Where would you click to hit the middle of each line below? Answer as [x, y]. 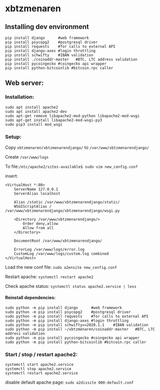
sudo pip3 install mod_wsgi [34, 124]
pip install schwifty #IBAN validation [49, 55]
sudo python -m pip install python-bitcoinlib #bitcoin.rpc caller [76, 342]
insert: [12, 176]
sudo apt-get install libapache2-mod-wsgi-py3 [54, 120]
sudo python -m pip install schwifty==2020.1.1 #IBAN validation [77, 325]
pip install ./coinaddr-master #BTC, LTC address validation [71, 59]
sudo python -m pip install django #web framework [64, 308]
